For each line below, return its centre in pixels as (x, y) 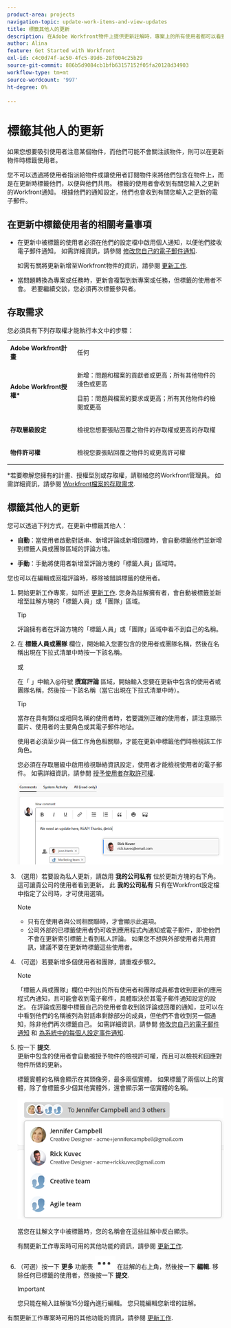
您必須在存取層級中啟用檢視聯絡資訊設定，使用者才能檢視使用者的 (110, 764)
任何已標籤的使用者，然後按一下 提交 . (76, 1275)
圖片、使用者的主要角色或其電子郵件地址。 (77, 726)
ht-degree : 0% (27, 87)
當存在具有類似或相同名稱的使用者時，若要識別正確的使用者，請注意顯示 (119, 718)
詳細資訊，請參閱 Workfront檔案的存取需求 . (74, 483)
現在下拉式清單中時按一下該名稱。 (77, 652)
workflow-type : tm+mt (38, 72)
